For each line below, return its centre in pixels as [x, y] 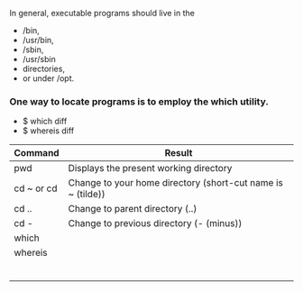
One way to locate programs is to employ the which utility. [139, 101]
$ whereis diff [48, 131]
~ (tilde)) [87, 195]
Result [179, 153]
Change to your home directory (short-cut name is [176, 183]
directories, [44, 68]
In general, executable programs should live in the [102, 13]
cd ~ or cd [36, 188]
